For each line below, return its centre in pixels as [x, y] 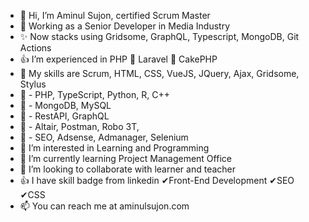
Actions [35, 48]
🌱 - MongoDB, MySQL [65, 105]
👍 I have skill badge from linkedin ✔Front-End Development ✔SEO [157, 180]
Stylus [33, 84]
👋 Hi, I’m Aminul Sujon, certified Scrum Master [115, 15]
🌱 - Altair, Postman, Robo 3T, [79, 126]
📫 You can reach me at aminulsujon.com [104, 206]
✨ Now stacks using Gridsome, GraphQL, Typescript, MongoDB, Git [159, 36]
